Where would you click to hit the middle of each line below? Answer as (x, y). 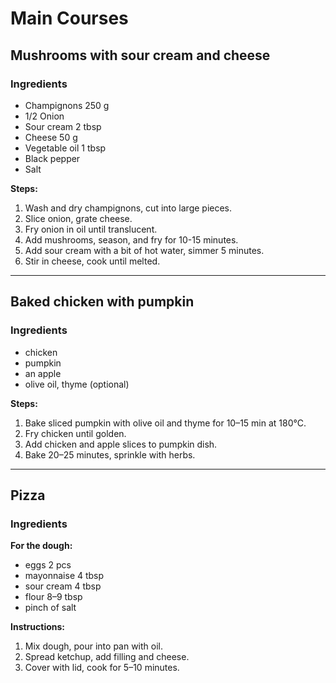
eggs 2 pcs (48, 565)
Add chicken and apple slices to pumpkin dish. (121, 444)
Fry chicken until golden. (75, 433)
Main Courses (69, 18)
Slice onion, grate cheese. (78, 218)
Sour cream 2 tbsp (63, 126)
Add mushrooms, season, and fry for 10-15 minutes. (131, 239)
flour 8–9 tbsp (53, 597)
